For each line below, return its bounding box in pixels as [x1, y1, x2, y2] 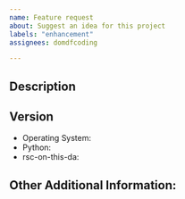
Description [9, 79, 76, 94]
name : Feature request [9, 12, 94, 22]
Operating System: [21, 133, 92, 144]
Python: [21, 142, 52, 153]
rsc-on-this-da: [21, 152, 80, 162]
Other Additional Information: [9, 178, 177, 193]
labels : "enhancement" [9, 29, 94, 38]
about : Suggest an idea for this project [9, 21, 166, 30]
